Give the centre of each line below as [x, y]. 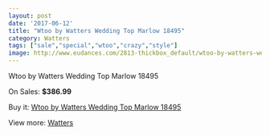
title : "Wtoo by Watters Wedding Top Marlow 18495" [96, 31]
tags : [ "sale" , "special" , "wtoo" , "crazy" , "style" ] [93, 46]
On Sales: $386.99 [40, 92]
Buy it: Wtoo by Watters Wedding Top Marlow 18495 [95, 107]
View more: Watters [41, 123]
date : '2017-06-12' [41, 23]
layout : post [30, 16]
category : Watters [39, 38]
